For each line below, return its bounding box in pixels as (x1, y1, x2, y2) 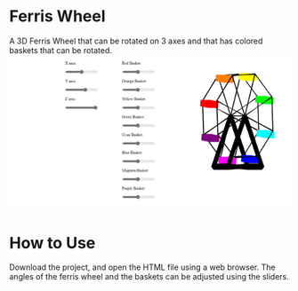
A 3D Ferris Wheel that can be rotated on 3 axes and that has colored (9, 35, 263, 46)
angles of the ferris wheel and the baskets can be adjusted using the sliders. (9, 271, 289, 282)
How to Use (9, 232, 96, 253)
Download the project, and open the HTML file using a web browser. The (9, 262, 276, 272)
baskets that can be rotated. (9, 44, 113, 55)
